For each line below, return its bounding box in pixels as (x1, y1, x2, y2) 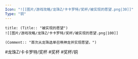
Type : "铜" (5, 12, 27, 16)
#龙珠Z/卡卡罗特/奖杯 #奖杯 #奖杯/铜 (5, 49, 78, 55)
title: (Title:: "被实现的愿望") (5, 25, 68, 30)
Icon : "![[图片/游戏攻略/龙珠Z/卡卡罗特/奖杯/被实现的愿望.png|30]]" (5, 7, 134, 12)
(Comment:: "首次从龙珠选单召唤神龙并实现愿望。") (5, 40, 97, 45)
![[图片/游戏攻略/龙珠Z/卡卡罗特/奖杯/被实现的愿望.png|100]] (5, 31, 119, 35)
